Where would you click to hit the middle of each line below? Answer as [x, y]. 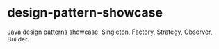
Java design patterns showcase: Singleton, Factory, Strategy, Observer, [110, 32]
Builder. [18, 39]
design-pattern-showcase [85, 13]
